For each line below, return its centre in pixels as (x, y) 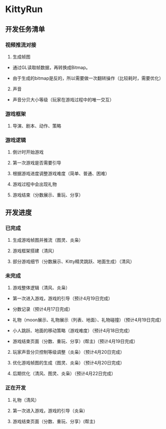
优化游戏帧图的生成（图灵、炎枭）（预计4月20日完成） (68, 363)
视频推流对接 (21, 45)
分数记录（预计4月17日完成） (43, 309)
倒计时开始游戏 (28, 152)
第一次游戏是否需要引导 (37, 163)
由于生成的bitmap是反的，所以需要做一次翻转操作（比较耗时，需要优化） (88, 78)
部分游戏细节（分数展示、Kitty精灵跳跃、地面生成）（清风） (73, 261)
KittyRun (24, 9)
